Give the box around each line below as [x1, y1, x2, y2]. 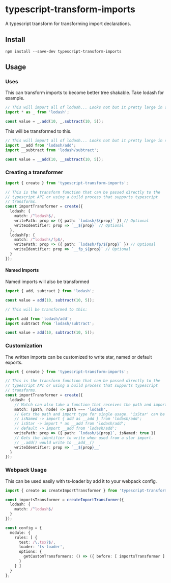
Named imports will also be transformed [5, 278, 90, 285]
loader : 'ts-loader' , [18, 544, 65, 550]
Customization [5, 342, 43, 349]
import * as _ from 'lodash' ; [5, 110, 70, 115]
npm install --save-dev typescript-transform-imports [5, 49, 122, 54]
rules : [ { [14, 535, 38, 540]
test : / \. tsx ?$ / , [18, 540, 56, 545]
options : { [18, 549, 42, 554]
